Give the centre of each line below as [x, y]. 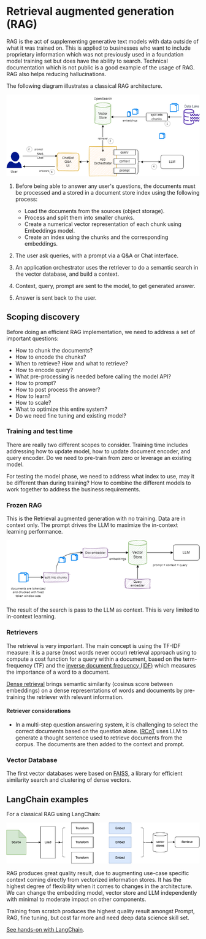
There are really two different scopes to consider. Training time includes [97, 445]
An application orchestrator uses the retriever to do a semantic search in [107, 267]
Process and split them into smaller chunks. [79, 217]
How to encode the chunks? [51, 357]
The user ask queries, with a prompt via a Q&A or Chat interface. [97, 255]
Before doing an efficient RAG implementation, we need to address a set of [101, 332]
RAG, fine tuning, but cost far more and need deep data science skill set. [98, 918]
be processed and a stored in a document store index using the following [107, 192]
